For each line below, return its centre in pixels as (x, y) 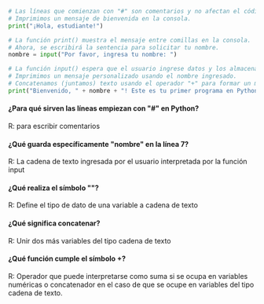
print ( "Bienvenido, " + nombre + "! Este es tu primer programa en (121, 90)
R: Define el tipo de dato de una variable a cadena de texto (103, 205)
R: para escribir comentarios (54, 126)
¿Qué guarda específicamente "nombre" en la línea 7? (99, 144)
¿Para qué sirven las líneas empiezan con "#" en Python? (104, 108)
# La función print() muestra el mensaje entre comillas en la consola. (130, 40)
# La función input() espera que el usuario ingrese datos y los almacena (133, 69)
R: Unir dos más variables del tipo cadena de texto (90, 240)
